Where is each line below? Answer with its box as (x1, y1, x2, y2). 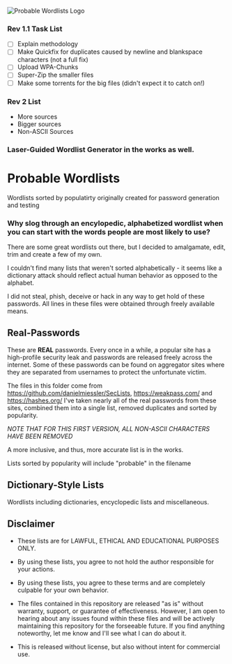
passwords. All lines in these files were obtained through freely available (7, 300, 215, 308)
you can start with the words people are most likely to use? (7, 227, 211, 236)
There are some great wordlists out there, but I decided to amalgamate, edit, (7, 243, 226, 251)
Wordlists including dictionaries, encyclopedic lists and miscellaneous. (7, 497, 210, 506)
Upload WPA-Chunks (17, 63, 79, 71)
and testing (7, 201, 40, 209)
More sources (17, 112, 58, 121)
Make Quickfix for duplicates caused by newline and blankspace (17, 47, 203, 56)
